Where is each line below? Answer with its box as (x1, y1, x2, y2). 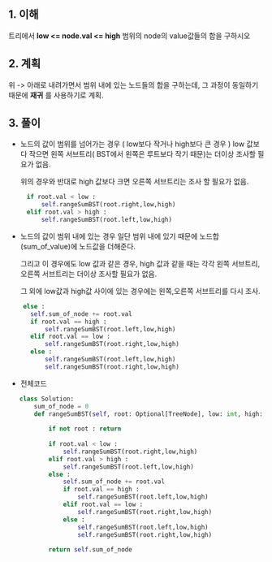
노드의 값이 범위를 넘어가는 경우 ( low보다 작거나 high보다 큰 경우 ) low (19, 139, 245, 149)
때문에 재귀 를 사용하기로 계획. (8, 90, 104, 100)
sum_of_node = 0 (33, 402, 89, 410)
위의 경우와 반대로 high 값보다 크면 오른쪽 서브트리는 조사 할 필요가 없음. (19, 177, 249, 187)
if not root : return (48, 425, 122, 433)
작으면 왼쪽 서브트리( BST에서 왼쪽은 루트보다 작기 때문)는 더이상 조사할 (28, 149, 256, 159)
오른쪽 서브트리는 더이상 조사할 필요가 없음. (19, 269, 158, 279)
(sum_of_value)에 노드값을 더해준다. (19, 241, 136, 251)
